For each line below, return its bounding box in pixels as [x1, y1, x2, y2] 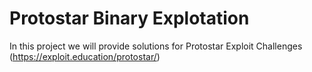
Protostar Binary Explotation [9, 7, 250, 30]
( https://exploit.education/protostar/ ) [9, 50, 161, 62]
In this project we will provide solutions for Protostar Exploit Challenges [9, 40, 303, 52]
